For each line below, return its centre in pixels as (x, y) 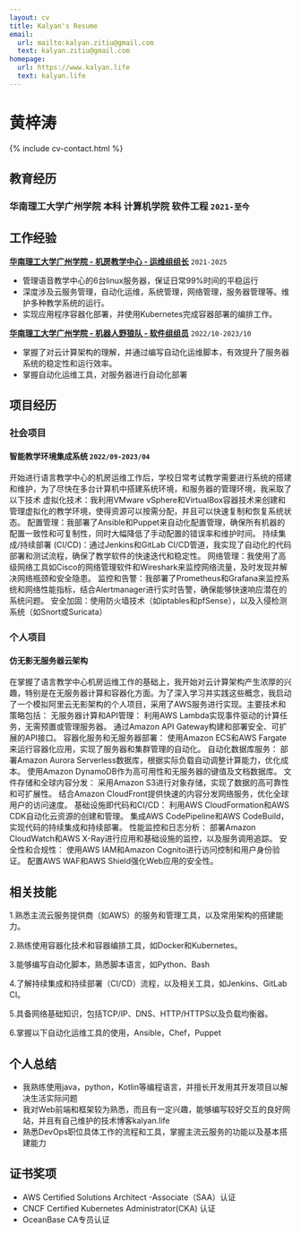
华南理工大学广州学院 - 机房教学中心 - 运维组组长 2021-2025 (118, 261)
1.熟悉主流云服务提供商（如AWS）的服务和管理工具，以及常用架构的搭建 (142, 915)
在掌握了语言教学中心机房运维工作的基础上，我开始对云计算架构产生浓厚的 (146, 682)
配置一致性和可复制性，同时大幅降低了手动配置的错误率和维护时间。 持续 (144, 534)
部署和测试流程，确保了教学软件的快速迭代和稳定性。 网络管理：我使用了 (144, 556)
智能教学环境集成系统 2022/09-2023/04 (80, 456)
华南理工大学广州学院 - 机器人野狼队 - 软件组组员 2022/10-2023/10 (130, 333)
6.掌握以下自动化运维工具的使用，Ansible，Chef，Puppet (116, 1033)
